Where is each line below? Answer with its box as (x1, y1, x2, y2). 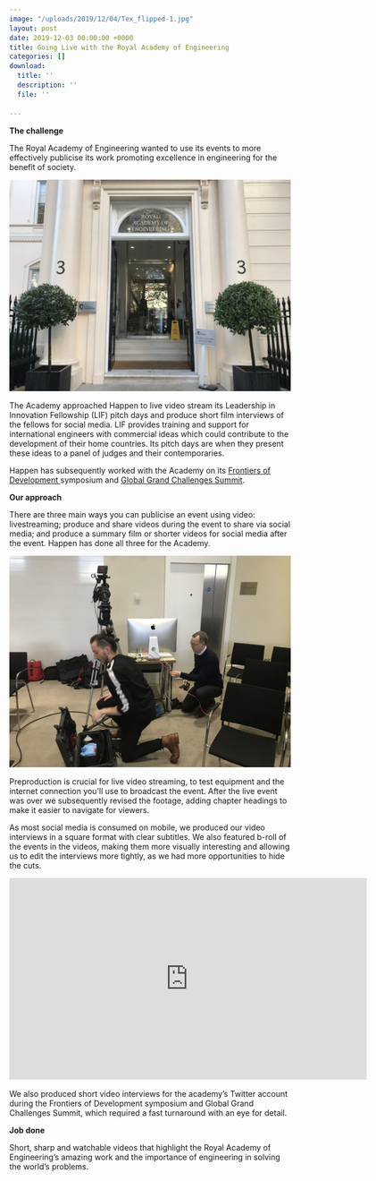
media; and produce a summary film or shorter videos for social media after (9, 528, 288, 539)
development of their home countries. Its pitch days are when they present (9, 438, 284, 449)
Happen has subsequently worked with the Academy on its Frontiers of (9, 465, 271, 475)
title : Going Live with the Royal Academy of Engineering (9, 43, 230, 52)
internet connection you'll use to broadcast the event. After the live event (9, 785, 279, 796)
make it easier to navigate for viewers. (9, 804, 150, 815)
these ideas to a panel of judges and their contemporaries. (9, 448, 225, 458)
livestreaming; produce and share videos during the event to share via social (9, 518, 291, 529)
